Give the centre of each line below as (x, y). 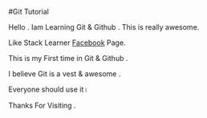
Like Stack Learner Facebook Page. (67, 43)
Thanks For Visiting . (42, 105)
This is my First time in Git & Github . (68, 58)
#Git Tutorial (29, 12)
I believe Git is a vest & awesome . (65, 74)
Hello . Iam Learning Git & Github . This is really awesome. (104, 27)
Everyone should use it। (49, 89)
